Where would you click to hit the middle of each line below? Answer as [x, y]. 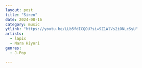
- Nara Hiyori [25, 43]
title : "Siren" [21, 15]
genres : [14, 48]
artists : [15, 34]
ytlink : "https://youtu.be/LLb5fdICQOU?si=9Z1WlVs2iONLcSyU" [72, 29]
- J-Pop [18, 53]
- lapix [18, 39]
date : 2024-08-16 [24, 19]
